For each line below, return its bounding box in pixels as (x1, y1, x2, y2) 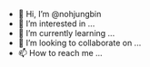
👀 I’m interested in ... (17, 18, 95, 29)
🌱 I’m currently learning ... (17, 28, 115, 38)
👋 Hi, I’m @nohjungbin (17, 9, 102, 19)
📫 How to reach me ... (17, 48, 103, 58)
